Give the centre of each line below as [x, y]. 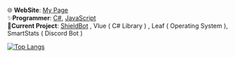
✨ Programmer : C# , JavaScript [52, 18]
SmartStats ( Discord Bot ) [45, 33]
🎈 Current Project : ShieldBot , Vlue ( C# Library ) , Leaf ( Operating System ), [117, 26]
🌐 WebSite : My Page [38, 10]
